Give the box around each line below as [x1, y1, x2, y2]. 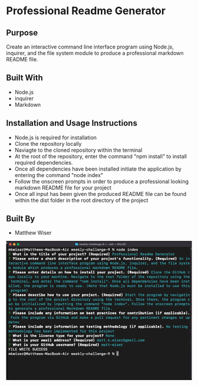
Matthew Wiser [14, 229, 52, 237]
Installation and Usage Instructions [6, 118, 137, 128]
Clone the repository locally [14, 140, 82, 147]
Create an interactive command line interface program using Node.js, [6, 43, 174, 50]
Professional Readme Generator [6, 4, 166, 18]
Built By [6, 214, 35, 224]
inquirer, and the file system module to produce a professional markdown [6, 50, 184, 57]
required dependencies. [14, 159, 73, 166]
